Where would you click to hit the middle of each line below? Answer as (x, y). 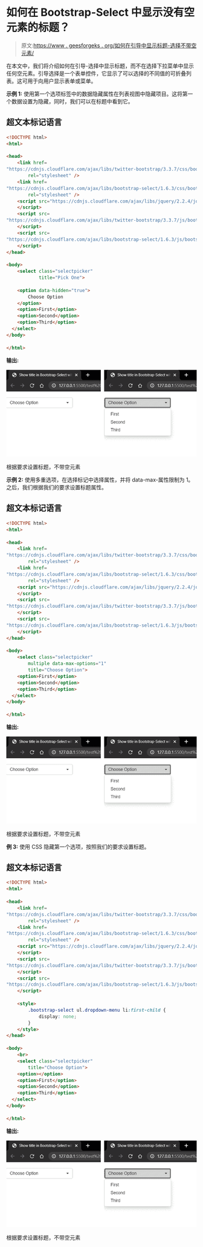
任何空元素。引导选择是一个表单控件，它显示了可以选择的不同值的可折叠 (96, 73)
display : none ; (58, 1017)
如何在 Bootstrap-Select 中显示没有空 (101, 12)
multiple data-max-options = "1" (67, 664)
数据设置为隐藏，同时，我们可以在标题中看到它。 (72, 101)
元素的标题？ (38, 28)
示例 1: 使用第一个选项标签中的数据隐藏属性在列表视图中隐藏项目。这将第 (97, 94)
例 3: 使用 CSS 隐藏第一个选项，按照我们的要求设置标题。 (78, 847)
